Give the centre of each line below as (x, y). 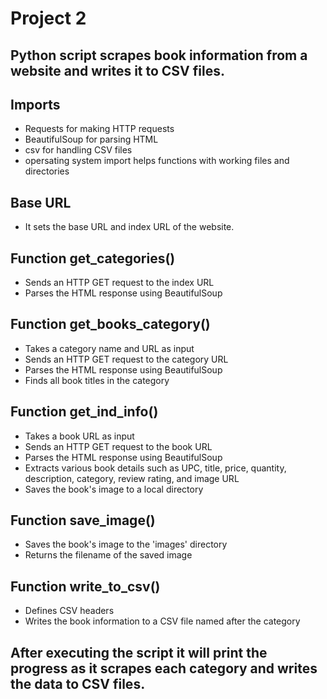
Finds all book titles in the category (97, 380)
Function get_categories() (93, 258)
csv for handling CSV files (78, 150)
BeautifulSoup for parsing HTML (91, 139)
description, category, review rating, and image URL (132, 478)
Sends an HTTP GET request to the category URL (126, 359)
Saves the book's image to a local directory (114, 489)
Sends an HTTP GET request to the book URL (118, 446)
